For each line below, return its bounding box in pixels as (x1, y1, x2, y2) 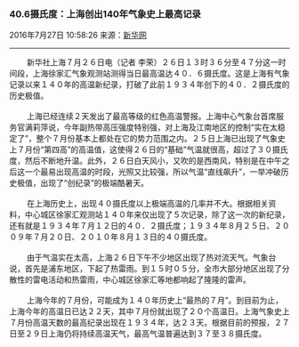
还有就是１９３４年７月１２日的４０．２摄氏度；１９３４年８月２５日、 (9, 221, 274, 231)
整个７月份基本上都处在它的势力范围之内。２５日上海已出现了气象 (36, 133, 279, 144)
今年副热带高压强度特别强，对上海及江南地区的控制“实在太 (63, 122, 279, 133)
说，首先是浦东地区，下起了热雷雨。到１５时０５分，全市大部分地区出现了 (9, 263, 282, 274)
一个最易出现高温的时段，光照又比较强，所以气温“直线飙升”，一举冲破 (24, 166, 282, 177)
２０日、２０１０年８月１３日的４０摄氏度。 (47, 231, 212, 242)
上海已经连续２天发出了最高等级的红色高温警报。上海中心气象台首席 (26, 111, 277, 122)
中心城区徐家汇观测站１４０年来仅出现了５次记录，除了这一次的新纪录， (24, 209, 290, 220)
